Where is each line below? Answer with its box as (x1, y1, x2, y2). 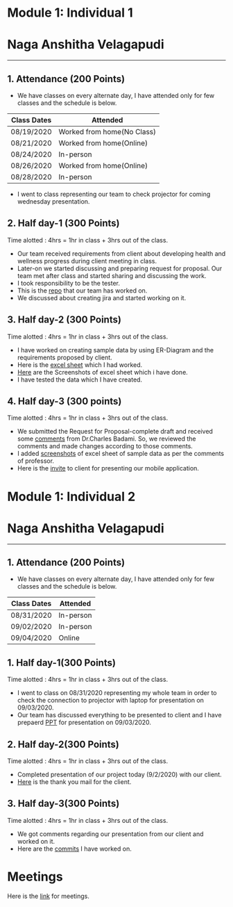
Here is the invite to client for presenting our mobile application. (17, 464, 200, 473)
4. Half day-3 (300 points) (7, 395, 122, 407)
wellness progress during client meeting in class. (17, 256, 157, 265)
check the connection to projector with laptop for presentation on (17, 696, 205, 705)
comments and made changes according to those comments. (17, 442, 193, 450)
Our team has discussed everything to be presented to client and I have (17, 711, 222, 719)
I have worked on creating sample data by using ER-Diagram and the (17, 345, 214, 354)
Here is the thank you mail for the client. (17, 777, 132, 786)
